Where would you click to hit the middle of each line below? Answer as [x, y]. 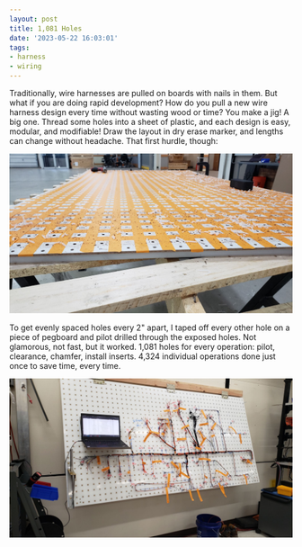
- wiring [26, 67]
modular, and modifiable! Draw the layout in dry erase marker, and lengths [147, 131]
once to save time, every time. [65, 365]
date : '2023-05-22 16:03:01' [64, 38]
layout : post [34, 19]
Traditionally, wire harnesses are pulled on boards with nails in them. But [143, 93]
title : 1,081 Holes [46, 28]
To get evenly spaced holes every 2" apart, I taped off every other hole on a [150, 327]
